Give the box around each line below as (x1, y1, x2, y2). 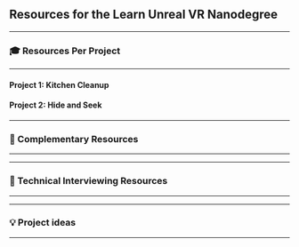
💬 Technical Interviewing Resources (9, 175, 168, 187)
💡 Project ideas (9, 217, 77, 229)
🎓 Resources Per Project (9, 44, 121, 57)
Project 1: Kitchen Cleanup (9, 79, 109, 90)
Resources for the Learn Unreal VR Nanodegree (9, 7, 279, 22)
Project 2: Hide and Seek (9, 100, 102, 110)
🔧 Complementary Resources (9, 132, 139, 145)
